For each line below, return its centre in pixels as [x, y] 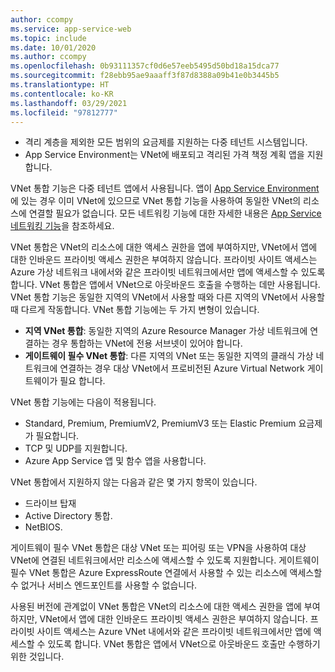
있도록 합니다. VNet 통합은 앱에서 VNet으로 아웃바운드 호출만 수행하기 [184, 644]
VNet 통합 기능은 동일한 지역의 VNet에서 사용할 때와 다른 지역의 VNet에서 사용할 [167, 297]
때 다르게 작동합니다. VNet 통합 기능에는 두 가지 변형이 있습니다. [135, 310]
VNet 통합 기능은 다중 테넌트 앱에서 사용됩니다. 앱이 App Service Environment [165, 188]
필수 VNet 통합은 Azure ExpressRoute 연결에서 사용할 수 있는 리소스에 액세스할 [166, 573]
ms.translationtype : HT [60, 85]
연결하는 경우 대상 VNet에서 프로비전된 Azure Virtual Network [182, 368]
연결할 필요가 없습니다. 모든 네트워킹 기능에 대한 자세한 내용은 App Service [175, 213]
